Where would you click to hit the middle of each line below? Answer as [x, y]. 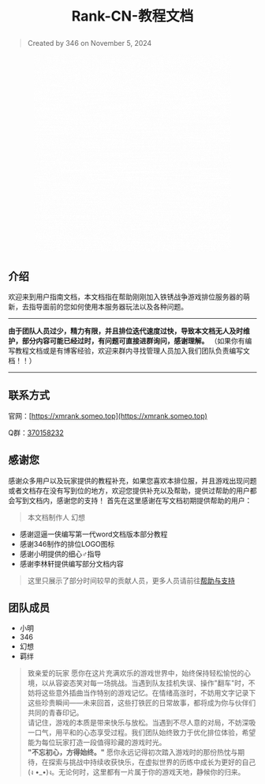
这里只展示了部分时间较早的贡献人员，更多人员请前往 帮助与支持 [131, 580]
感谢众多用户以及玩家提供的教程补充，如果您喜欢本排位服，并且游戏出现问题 [132, 480]
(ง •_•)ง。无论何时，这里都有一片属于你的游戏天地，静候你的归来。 [136, 772]
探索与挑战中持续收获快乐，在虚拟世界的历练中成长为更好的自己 [152, 762]
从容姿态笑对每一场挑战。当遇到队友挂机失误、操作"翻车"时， [148, 683]
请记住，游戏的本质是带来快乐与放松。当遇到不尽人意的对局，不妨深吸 [142, 723]
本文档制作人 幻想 [56, 517]
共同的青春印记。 [55, 713]
